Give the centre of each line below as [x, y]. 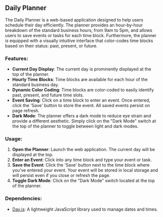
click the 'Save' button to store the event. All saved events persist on [81, 106]
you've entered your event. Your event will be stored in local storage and [85, 170]
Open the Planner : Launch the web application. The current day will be [83, 150]
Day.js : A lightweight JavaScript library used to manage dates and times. [85, 209]
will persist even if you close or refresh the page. [61, 175]
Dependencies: [24, 198]
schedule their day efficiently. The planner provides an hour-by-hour [74, 25]
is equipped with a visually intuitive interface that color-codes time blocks [79, 41]
